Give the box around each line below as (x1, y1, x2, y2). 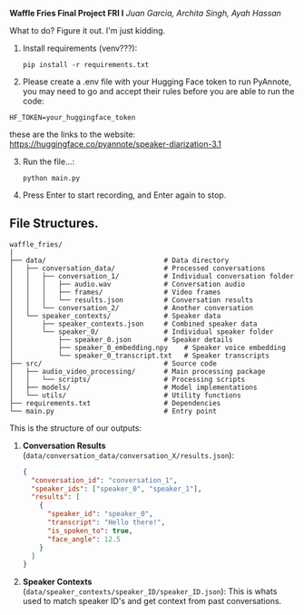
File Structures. (9, 216, 99, 231)
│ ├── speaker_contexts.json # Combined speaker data (9, 319, 258, 328)
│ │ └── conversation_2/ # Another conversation (9, 303, 254, 312)
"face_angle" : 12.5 (46, 534, 121, 543)
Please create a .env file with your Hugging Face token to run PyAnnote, (22, 76, 292, 87)
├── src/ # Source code (9, 358, 218, 368)
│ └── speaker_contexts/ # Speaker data (9, 311, 221, 320)
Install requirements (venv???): (22, 43, 138, 54)
